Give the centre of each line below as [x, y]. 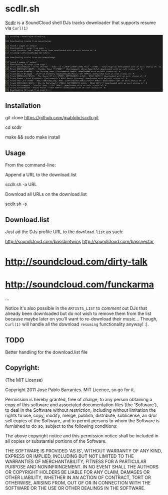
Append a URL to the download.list [41, 175]
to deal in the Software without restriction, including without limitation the [80, 410]
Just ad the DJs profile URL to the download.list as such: [64, 232]
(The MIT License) [24, 380]
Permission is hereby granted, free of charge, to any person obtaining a [79, 399]
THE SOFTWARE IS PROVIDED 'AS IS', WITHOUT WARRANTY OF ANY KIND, [84, 451]
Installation [23, 106]
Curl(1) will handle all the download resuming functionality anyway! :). [77, 324]
